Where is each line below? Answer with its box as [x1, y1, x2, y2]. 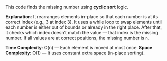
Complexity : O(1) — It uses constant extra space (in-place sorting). [5, 50, 145, 56]
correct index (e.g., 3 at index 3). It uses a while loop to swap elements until [5, 19, 162, 25]
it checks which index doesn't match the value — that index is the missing [5, 30, 158, 35]
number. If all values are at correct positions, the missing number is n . [5, 35, 149, 41]
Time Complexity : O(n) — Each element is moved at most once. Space [5, 45, 153, 50]
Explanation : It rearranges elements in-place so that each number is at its [5, 14, 158, 19]
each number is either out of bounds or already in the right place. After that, [5, 24, 162, 30]
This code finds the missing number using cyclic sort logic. [5, 4, 128, 10]
